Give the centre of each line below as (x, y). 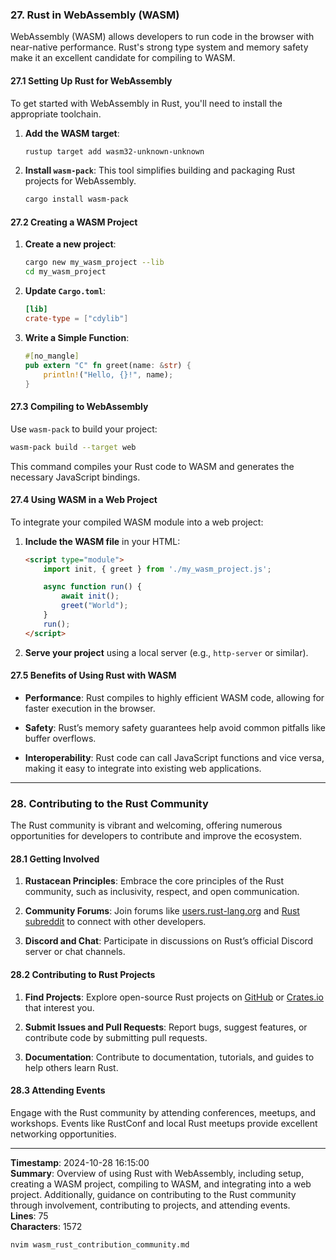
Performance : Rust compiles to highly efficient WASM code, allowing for (174, 697)
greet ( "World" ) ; (95, 606)
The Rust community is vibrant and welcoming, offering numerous (146, 825)
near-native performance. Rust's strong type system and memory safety (159, 47)
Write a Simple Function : (77, 337)
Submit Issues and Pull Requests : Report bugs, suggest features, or (166, 1027)
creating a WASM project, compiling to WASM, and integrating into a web (161, 1184)
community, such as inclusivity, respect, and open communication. (162, 892)
